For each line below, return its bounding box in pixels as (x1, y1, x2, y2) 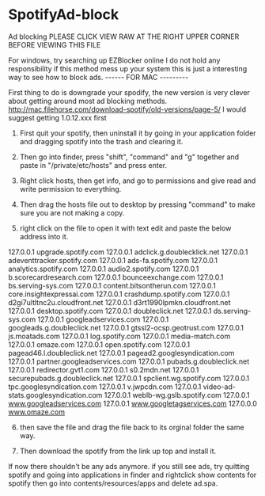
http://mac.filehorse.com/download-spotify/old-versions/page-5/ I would (8, 105, 247, 114)
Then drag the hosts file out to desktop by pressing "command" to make (19, 200, 256, 209)
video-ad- (203, 382, 236, 391)
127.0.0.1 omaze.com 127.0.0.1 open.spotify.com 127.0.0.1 (8, 339, 191, 349)
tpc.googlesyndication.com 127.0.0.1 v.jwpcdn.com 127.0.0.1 (8, 382, 202, 391)
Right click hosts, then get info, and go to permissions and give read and (19, 176, 256, 185)
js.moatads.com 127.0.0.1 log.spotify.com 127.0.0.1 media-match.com (8, 331, 231, 341)
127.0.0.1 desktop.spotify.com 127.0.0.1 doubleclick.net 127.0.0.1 (8, 306, 212, 315)
